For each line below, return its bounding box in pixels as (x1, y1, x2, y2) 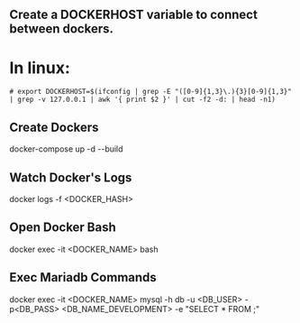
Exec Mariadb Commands (9, 270, 158, 285)
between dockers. (9, 22, 114, 37)
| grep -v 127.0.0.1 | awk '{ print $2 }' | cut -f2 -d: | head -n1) (9, 95, 277, 105)
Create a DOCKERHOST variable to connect (9, 7, 259, 23)
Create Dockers (9, 119, 99, 134)
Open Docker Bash (9, 220, 117, 235)
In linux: (9, 58, 70, 78)
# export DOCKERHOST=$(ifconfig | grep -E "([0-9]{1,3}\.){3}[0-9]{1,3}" (9, 88, 293, 97)
